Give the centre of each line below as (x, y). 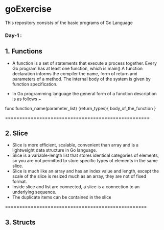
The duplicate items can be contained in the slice (62, 197)
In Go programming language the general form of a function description (84, 93)
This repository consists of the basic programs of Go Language (69, 23)
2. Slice (17, 133)
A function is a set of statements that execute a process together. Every (84, 63)
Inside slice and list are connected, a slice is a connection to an (76, 187)
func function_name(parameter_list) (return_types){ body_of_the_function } (81, 108)
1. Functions (24, 51)
